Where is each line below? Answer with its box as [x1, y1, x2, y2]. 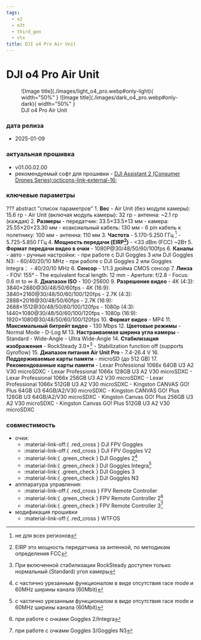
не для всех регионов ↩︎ [14, 532, 77, 539]
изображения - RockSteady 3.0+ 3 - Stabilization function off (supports [6, 342, 184, 349]
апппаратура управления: [14, 481, 82, 488]
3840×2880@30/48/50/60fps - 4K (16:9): [6, 284, 110, 291]
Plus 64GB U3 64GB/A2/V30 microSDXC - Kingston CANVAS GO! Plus [6, 386, 179, 394]
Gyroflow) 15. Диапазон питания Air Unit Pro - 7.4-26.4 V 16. [6, 349, 159, 356]
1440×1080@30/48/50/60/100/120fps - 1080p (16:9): [6, 310, 138, 317]
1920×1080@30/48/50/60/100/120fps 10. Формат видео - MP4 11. [6, 316, 172, 323]
